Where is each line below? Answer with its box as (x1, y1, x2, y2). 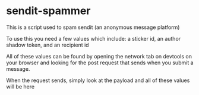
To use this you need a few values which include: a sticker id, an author (6, 35, 181, 42)
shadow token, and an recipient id (6, 41, 89, 48)
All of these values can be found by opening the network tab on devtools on (6, 53, 192, 60)
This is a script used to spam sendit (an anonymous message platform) (6, 24, 180, 31)
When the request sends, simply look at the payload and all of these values (6, 77, 190, 84)
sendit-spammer (6, 4, 91, 18)
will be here (6, 83, 34, 90)
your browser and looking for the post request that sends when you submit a (6, 59, 194, 66)
